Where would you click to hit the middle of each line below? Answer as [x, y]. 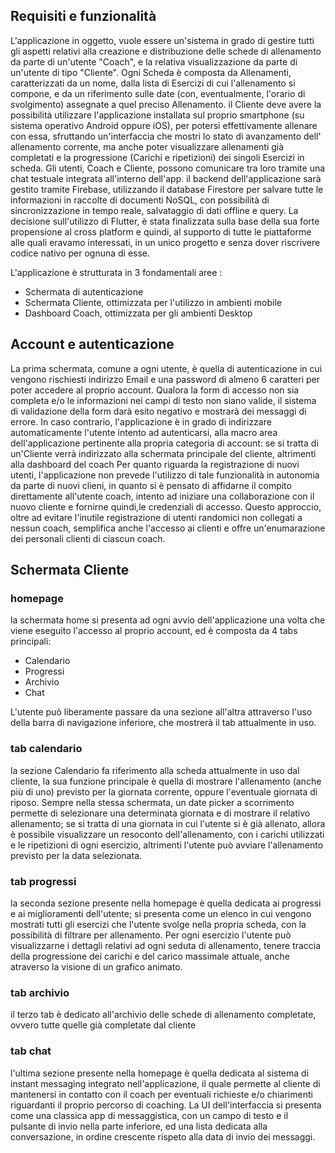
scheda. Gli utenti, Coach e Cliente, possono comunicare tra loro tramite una [168, 168]
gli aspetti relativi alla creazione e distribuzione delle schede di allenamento [166, 51]
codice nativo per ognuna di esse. [80, 253]
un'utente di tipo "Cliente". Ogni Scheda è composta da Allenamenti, [151, 72]
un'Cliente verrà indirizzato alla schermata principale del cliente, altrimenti [163, 453]
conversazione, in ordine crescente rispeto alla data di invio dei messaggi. [163, 1136]
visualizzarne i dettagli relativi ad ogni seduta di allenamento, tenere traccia [166, 945]
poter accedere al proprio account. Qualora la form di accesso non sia [155, 390]
